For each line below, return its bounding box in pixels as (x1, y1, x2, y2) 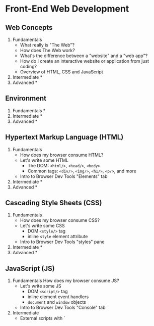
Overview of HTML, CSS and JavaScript (20, 69, 103, 75)
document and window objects (27, 299, 87, 305)
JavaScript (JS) (5, 264, 55, 273)
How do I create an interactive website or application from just (20, 58, 149, 64)
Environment (5, 94, 47, 103)
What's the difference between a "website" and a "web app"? (20, 53, 148, 59)
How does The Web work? (20, 48, 75, 53)
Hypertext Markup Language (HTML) (5, 133, 124, 142)
